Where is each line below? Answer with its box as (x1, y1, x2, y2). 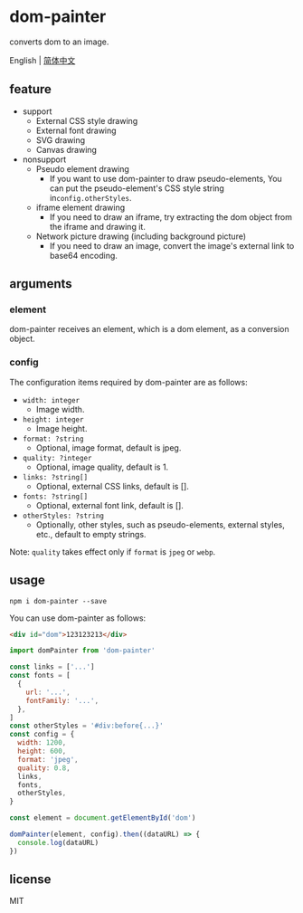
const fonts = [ (9, 671, 71, 680)
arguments (9, 276, 72, 291)
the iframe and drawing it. (49, 221, 147, 232)
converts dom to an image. (9, 36, 109, 47)
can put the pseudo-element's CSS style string (49, 183, 224, 194)
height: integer (22, 414, 84, 424)
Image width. (35, 404, 85, 414)
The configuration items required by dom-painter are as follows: (9, 376, 248, 387)
